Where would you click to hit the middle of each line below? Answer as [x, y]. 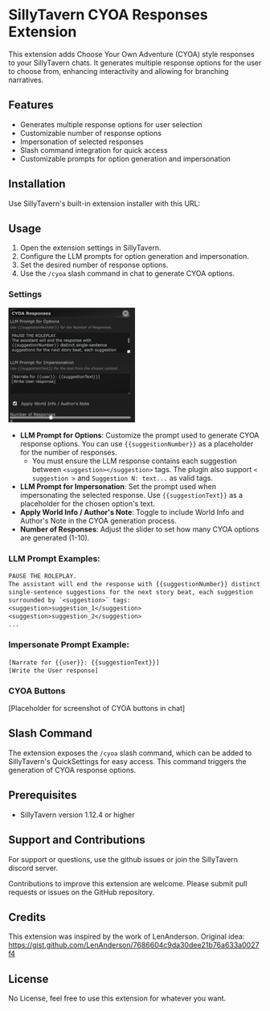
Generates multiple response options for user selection [111, 124]
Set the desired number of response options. [94, 265]
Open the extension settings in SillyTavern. [91, 248]
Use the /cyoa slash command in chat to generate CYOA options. [127, 273]
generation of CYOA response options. [72, 770]
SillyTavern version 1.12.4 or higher [77, 815]
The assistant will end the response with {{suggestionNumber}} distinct [135, 585]
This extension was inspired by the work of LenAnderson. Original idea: [127, 937]
